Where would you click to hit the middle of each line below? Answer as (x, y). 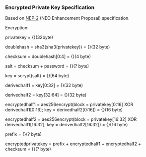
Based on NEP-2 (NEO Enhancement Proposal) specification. (68, 18)
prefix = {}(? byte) (24, 134)
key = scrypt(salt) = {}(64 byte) (37, 76)
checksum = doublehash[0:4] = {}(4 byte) (48, 56)
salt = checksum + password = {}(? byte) (47, 66)
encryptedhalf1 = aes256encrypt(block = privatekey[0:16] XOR (69, 105)
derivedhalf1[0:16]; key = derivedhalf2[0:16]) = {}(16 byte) (64, 110)
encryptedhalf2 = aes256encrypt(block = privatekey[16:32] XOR (71, 119)
